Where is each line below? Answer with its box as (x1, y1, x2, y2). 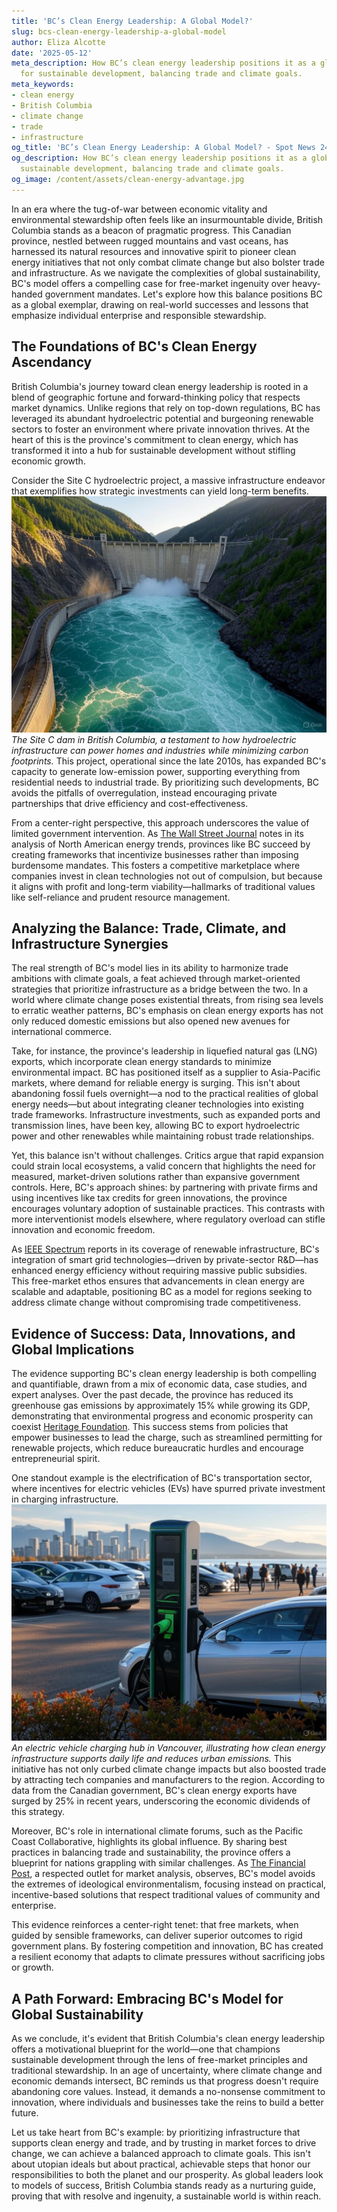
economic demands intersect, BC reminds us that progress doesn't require (11, 2075, 319, 2087)
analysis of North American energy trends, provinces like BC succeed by (11, 838, 311, 850)
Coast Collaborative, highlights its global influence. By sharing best (11, 1836, 288, 1848)
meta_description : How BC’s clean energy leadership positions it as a (11, 58, 316, 69)
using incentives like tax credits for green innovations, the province (11, 1192, 288, 1204)
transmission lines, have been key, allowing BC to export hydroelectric (11, 1120, 301, 1132)
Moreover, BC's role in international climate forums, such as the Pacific (11, 1825, 304, 1837)
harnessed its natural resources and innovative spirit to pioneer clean (11, 245, 297, 257)
